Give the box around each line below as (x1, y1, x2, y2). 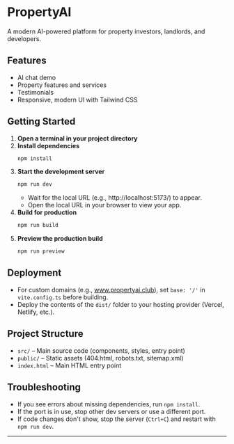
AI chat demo (17, 73, 56, 81)
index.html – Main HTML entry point (17, 361, 122, 370)
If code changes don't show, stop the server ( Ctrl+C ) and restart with (17, 415, 216, 423)
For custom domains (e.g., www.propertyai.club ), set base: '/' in (17, 285, 205, 294)
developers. (7, 34, 42, 42)
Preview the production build (17, 235, 103, 243)
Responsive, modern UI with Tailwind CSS (17, 95, 138, 104)
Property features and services (17, 81, 107, 89)
